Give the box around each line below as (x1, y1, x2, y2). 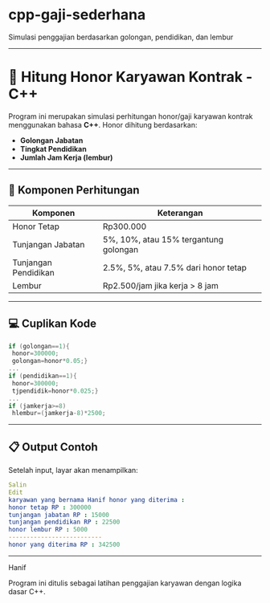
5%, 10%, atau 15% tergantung (102, 234, 223, 245)
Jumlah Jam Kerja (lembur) (19, 153, 113, 162)
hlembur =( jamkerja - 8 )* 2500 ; (11, 409, 106, 418)
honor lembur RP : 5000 (8, 526, 88, 534)
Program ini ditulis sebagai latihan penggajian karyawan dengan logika (8, 578, 242, 588)
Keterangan (157, 207, 203, 218)
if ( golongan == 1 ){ (8, 342, 70, 350)
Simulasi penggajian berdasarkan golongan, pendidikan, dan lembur (8, 32, 234, 42)
